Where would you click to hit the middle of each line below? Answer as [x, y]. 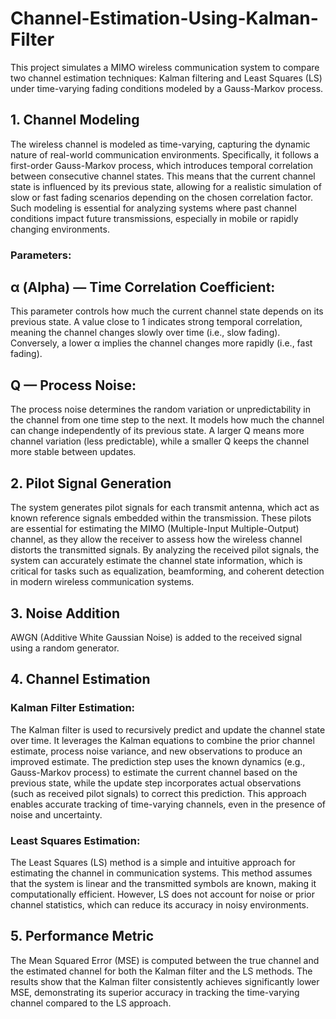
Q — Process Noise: [73, 385]
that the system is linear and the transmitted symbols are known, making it [163, 883]
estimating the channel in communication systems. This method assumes [161, 873]
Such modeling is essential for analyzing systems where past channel [153, 208]
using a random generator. [65, 648]
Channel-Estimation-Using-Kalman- [164, 18]
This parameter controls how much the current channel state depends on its [167, 311]
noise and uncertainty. [56, 814]
